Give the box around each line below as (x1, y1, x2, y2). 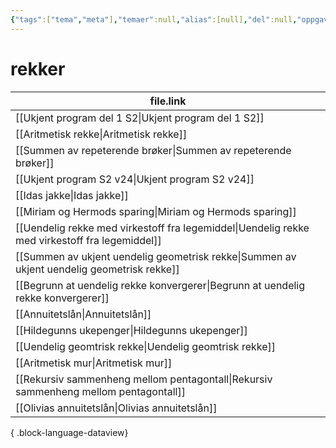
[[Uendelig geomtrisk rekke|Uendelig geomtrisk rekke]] (15, 339, 277, 353)
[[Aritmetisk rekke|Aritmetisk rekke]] (15, 127, 188, 141)
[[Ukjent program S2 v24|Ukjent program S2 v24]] (15, 172, 255, 186)
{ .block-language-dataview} (10, 426, 129, 438)
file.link (149, 94, 187, 108)
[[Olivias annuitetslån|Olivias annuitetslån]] (15, 401, 218, 415)
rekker (10, 57, 66, 80)
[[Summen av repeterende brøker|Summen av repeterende (15, 143, 292, 157)
